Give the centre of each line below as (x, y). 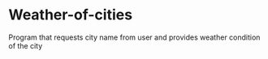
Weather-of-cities (70, 15)
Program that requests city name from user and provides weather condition (134, 37)
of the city (26, 45)
